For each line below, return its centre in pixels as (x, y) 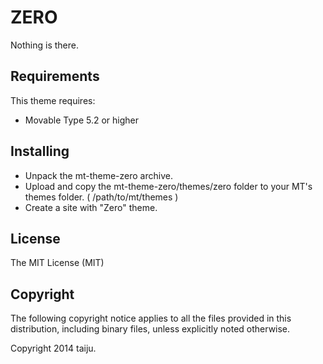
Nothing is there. (44, 45)
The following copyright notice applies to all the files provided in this (151, 318)
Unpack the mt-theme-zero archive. (98, 175)
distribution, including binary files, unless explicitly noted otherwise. (150, 329)
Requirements (55, 76)
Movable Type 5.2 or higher (81, 120)
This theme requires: (53, 100)
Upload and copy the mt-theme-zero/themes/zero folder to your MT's (168, 186)
